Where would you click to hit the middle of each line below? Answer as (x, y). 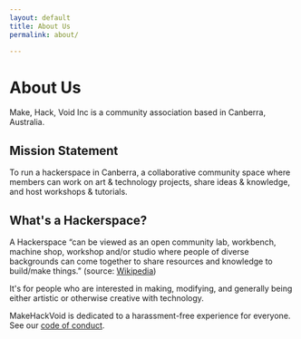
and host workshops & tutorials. (69, 192)
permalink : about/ (44, 34)
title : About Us (40, 26)
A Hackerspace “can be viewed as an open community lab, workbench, (143, 242)
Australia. (27, 122)
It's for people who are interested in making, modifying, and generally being (151, 288)
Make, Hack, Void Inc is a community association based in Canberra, (138, 112)
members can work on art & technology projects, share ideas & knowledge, (150, 182)
